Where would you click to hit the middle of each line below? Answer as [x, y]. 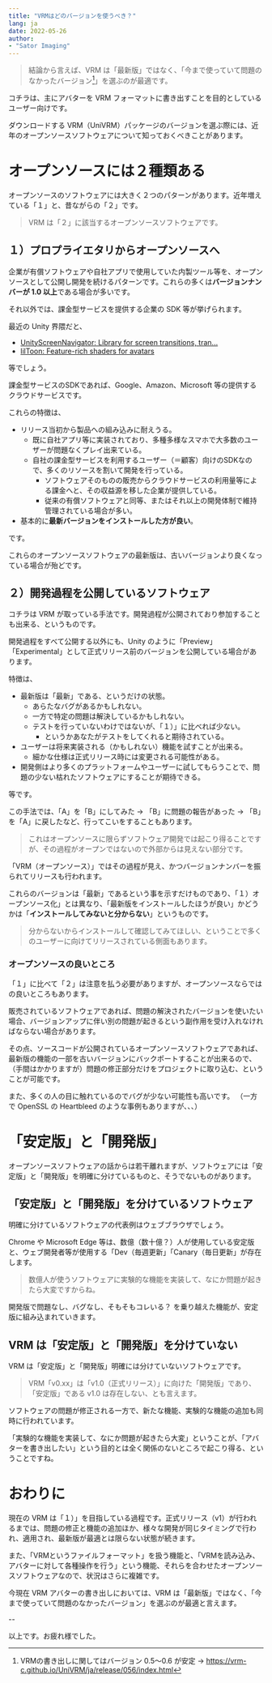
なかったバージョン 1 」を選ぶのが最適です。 [100, 80]
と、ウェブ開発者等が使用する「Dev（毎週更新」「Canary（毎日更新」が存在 [135, 1252]
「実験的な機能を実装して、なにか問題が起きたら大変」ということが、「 [127, 1438]
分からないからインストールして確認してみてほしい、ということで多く [145, 931]
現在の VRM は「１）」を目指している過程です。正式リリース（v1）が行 [126, 1518]
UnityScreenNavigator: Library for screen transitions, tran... [119, 342]
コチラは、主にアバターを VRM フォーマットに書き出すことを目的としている [135, 97]
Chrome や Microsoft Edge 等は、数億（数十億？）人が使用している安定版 [132, 1242]
